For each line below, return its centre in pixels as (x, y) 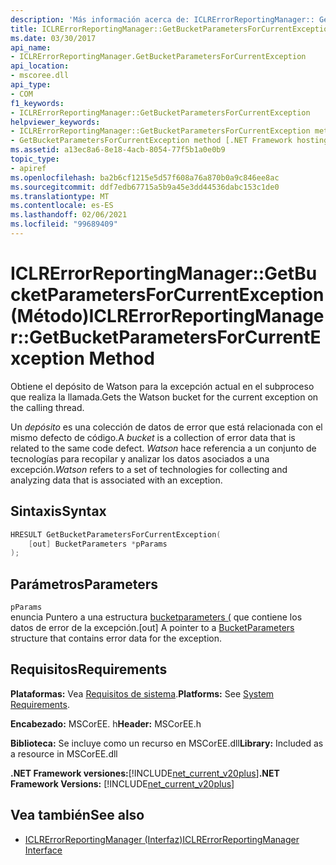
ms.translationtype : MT (60, 196)
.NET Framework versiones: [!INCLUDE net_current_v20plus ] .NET (145, 773)
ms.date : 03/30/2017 (53, 38)
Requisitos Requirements (89, 669)
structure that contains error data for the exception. (116, 638)
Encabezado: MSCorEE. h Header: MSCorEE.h (106, 723)
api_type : (31, 85)
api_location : (40, 66)
